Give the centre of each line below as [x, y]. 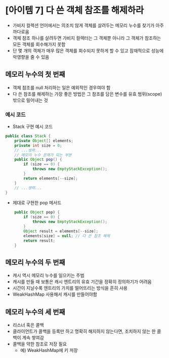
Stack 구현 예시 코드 [33, 126]
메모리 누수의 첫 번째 [35, 75]
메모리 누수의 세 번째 [35, 312]
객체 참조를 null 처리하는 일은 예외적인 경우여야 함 [61, 87]
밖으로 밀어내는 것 [30, 100]
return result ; [39, 241]
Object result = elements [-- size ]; [61, 231]
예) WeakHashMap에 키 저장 [49, 350]
